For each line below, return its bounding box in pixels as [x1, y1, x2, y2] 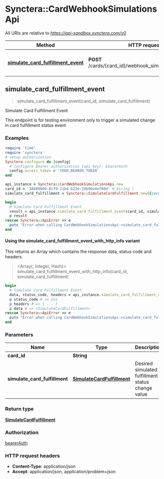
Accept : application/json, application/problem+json [12, 469, 116, 475]
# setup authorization [5, 154, 51, 160]
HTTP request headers [5, 452, 60, 459]
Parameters [5, 331, 33, 338]
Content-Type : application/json [12, 463, 76, 469]
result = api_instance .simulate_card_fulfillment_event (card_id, [9, 209, 145, 214]
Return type [5, 405, 34, 412]
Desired [135, 360, 153, 367]
